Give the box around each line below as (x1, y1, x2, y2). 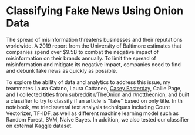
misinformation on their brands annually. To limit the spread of (6, 55, 157, 62)
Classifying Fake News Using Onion (6, 4, 184, 18)
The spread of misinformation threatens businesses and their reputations (6, 36, 183, 43)
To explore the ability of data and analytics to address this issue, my (6, 78, 171, 86)
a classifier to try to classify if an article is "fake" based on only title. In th (6, 97, 183, 104)
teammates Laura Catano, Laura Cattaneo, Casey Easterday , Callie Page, (6, 85, 182, 92)
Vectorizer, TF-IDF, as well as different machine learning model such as (6, 110, 179, 117)
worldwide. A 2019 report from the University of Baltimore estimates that (6, 42, 182, 49)
